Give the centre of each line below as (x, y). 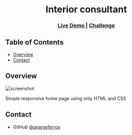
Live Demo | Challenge (86, 26)
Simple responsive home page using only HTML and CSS (66, 98)
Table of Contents (35, 42)
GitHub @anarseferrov (36, 127)
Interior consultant (86, 9)
